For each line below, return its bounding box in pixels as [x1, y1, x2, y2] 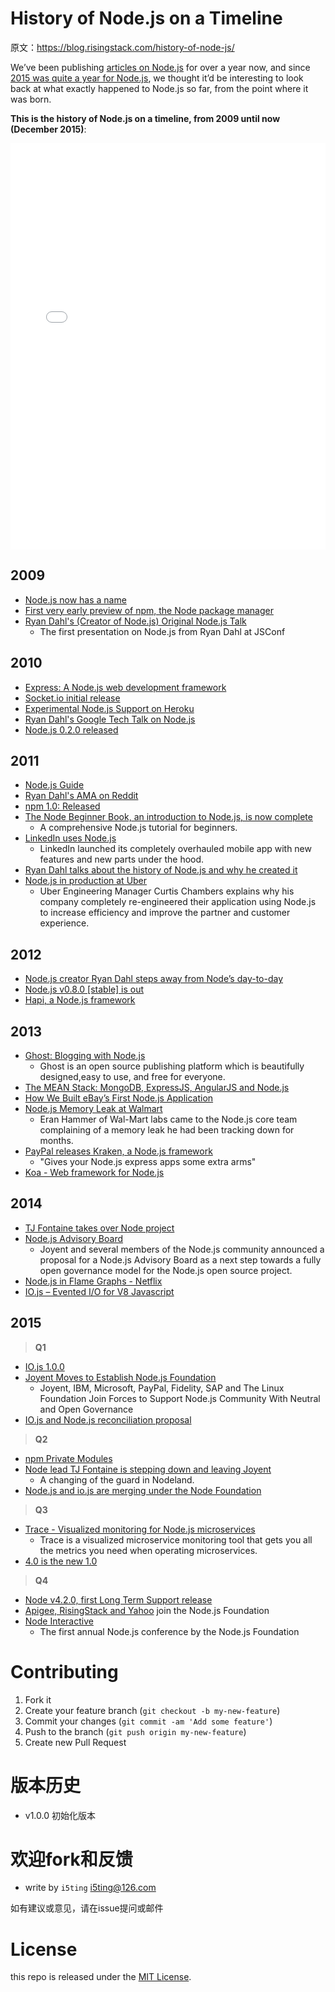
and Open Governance [39, 1403, 134, 1415]
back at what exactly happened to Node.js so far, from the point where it [10, 82, 309, 94]
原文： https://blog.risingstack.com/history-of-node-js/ [10, 41, 235, 53]
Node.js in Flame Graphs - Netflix [24, 1275, 163, 1287]
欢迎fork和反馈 [10, 1848, 133, 1871]
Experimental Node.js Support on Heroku [24, 702, 195, 714]
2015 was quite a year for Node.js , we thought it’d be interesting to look [10, 72, 304, 84]
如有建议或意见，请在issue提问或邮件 [10, 1902, 164, 1914]
